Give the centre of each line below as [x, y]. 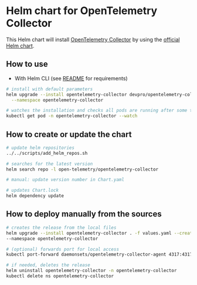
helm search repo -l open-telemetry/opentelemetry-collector [82, 169]
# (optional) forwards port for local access [62, 249]
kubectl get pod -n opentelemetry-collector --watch [72, 116]
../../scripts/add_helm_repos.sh [47, 153]
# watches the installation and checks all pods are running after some [97, 111]
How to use [27, 64]
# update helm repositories [40, 148]
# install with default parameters [50, 89]
